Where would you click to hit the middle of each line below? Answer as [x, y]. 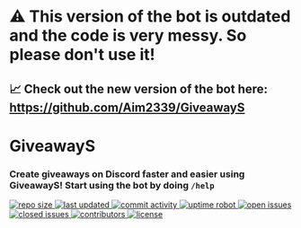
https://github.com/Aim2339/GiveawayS [127, 107]
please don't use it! [82, 55]
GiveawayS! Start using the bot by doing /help [112, 185]
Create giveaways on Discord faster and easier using [127, 174]
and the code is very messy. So [128, 35]
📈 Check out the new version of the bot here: [138, 88]
